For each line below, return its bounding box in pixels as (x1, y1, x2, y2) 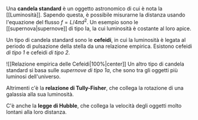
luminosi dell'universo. (6, 73, 61, 80)
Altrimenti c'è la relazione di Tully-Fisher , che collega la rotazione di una (6, 84, 184, 91)
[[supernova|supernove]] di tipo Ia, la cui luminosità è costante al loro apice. (6, 25, 191, 32)
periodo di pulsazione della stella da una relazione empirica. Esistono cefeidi (6, 43, 192, 50)
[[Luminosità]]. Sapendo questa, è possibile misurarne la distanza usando (6, 11, 186, 18)
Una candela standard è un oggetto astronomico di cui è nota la (6, 5, 163, 12)
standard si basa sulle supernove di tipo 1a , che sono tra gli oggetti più (6, 66, 178, 73)
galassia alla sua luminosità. (6, 90, 74, 98)
